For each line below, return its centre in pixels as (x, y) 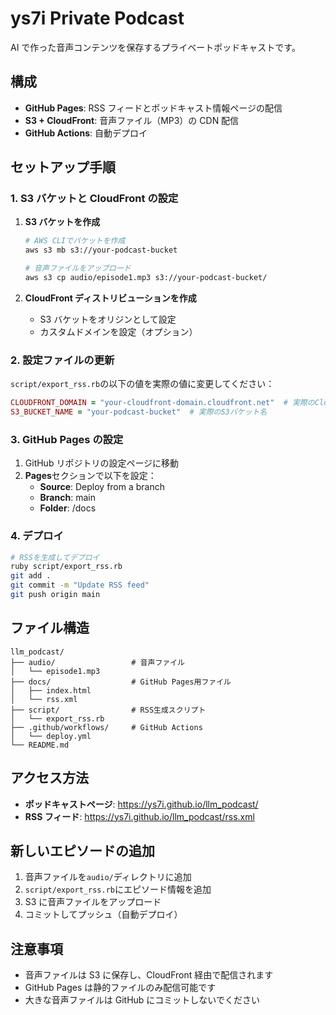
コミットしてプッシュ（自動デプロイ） (103, 914)
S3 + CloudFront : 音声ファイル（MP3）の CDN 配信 (132, 120)
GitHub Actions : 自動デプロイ (86, 133)
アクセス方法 (49, 778)
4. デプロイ (37, 536)
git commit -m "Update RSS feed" (80, 585)
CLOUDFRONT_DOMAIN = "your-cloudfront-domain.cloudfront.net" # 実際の (162, 403)
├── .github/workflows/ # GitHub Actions (106, 727)
